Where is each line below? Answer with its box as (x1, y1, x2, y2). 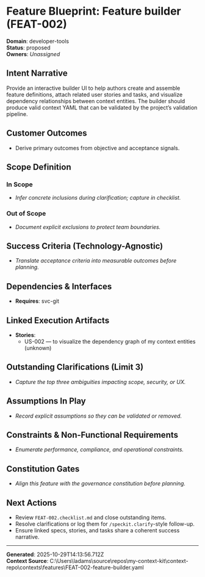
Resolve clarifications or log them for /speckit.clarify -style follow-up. (15, 520, 195, 528)
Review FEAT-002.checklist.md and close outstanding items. (15, 514, 167, 521)
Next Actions (6, 498, 57, 508)
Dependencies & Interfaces (6, 281, 112, 291)
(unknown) (24, 344, 52, 352)
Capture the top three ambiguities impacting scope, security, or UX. (15, 378, 186, 385)
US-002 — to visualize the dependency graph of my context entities (24, 338, 196, 345)
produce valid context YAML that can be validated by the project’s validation (6, 104, 198, 111)
